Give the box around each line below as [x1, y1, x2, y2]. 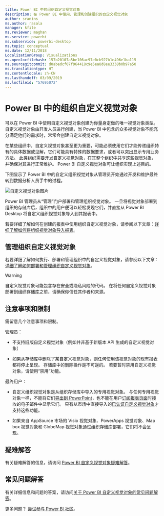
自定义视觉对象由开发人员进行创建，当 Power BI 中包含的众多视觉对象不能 [5, 126, 154, 132]
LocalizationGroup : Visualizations [5, 52, 78, 58]
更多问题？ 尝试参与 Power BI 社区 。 [5, 506, 78, 512]
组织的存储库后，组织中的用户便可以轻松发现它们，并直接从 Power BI [5, 204, 144, 210]
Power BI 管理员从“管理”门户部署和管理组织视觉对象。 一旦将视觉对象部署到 [5, 198, 158, 204]
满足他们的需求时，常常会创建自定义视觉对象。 [9, 132, 103, 138]
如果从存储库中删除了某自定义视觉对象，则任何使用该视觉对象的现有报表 [12, 356, 158, 362]
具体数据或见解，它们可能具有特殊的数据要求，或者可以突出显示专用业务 [13, 148, 159, 154]
